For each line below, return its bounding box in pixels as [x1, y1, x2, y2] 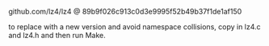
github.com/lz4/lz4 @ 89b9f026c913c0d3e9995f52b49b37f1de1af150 [8, 7, 242, 16]
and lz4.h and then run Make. [8, 31, 107, 40]
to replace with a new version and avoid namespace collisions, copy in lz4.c [8, 22, 261, 31]
